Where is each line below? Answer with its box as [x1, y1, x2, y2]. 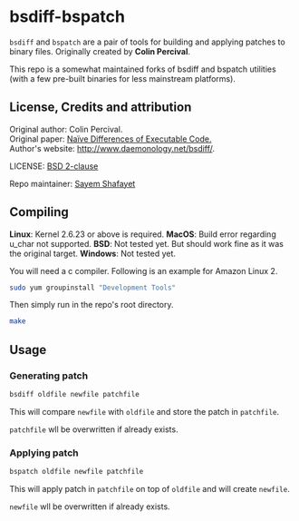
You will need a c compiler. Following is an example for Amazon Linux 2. [9, 265, 278, 276]
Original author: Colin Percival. [9, 123, 123, 134]
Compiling [9, 204, 70, 220]
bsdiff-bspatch [9, 6, 125, 27]
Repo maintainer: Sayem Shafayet [9, 178, 136, 189]
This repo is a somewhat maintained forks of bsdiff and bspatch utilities [9, 64, 276, 74]
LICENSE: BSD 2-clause [9, 161, 99, 172]
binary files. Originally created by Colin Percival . [9, 45, 191, 56]
